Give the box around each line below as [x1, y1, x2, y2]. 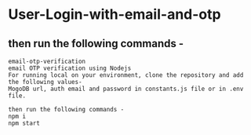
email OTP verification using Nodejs [8, 64, 132, 72]
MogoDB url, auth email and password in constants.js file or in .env [8, 85, 244, 93]
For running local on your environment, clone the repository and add [8, 71, 244, 79]
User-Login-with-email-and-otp [8, 5, 221, 24]
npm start [8, 119, 41, 127]
